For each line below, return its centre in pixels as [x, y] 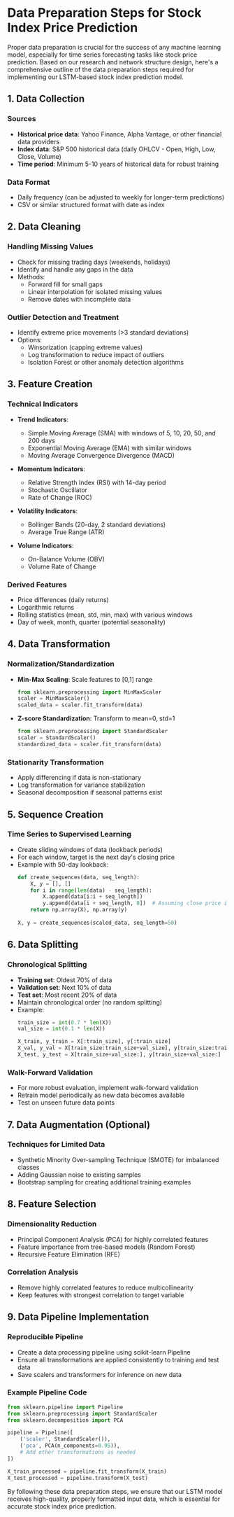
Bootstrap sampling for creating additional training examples [104, 1182]
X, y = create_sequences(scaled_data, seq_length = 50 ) [97, 923]
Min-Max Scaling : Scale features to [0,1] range [85, 679]
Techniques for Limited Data [56, 1145]
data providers [38, 141]
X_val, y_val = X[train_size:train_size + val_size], [94, 1048]
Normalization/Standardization [61, 664]
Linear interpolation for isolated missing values [95, 291]
